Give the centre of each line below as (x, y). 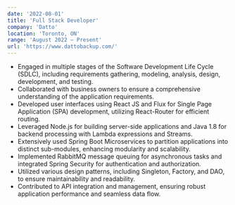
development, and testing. (55, 81)
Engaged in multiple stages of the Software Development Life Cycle (115, 67)
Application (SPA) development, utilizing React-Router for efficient (113, 111)
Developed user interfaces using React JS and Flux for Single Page (115, 104)
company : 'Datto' (33, 27)
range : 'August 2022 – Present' (55, 40)
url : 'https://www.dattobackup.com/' (63, 46)
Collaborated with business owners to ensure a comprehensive (109, 89)
